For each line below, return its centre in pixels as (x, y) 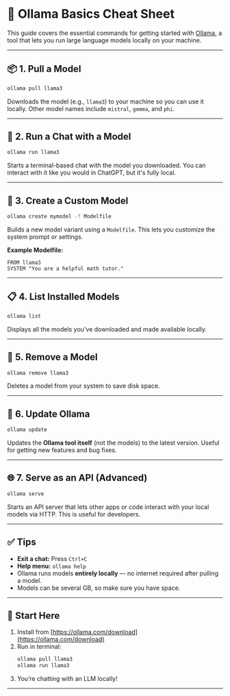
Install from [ (35, 632)
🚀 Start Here (34, 616)
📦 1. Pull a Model (44, 69)
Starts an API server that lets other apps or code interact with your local (108, 507)
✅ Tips (22, 542)
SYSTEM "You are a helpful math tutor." (66, 269)
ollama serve (26, 494)
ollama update (27, 430)
